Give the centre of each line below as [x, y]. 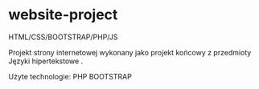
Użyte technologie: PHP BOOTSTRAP [70, 76]
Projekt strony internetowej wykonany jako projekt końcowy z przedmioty [130, 52]
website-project [63, 15]
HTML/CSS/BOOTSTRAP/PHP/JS [63, 37]
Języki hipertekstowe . [46, 61]
